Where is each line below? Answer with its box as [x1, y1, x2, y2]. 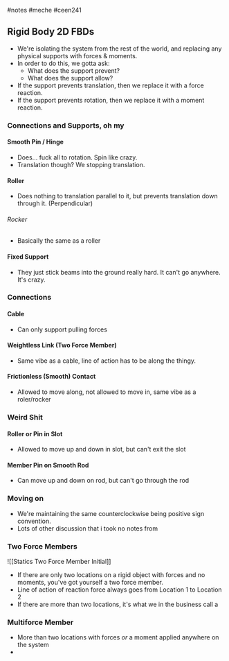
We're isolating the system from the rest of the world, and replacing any [17, 44, 222, 53]
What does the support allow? [27, 74, 113, 82]
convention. [17, 517, 51, 525]
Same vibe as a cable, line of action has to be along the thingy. [17, 357, 196, 365]
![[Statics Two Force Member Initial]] [7, 558, 111, 565]
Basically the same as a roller [17, 237, 101, 245]
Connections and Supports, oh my [7, 121, 125, 130]
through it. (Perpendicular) [17, 199, 93, 207]
